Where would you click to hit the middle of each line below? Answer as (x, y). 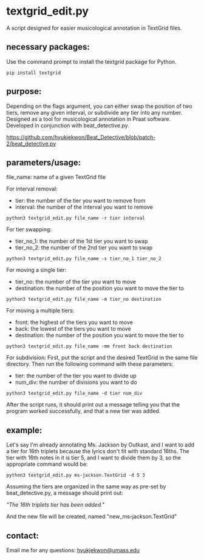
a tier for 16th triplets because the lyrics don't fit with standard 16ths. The (98, 451)
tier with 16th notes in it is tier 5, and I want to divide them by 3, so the (93, 458)
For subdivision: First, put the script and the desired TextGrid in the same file (102, 358)
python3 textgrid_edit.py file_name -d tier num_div (74, 393)
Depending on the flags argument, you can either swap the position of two (99, 106)
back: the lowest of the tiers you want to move (73, 329)
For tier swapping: (29, 229)
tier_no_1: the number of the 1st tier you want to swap (81, 241)
